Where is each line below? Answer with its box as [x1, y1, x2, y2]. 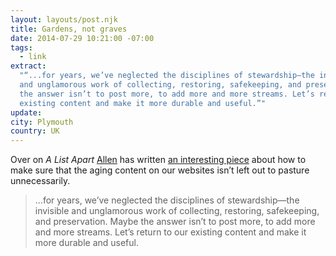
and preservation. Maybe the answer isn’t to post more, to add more [34, 216, 316, 228]
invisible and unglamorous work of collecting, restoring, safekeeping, [34, 205, 320, 217]
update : [10, 107, 43, 118]
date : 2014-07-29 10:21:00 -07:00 [10, 33, 155, 43]
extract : [10, 61, 47, 71]
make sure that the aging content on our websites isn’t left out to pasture [10, 164, 310, 176]
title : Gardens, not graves [10, 24, 128, 34]
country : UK [10, 126, 60, 136]
